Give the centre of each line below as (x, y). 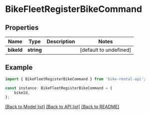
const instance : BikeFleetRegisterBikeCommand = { (59, 88)
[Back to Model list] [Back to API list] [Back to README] (62, 107)
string (35, 50)
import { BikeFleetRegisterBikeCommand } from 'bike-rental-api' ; (75, 79)
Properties (22, 28)
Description (61, 42)
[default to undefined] (105, 50)
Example (19, 67)
